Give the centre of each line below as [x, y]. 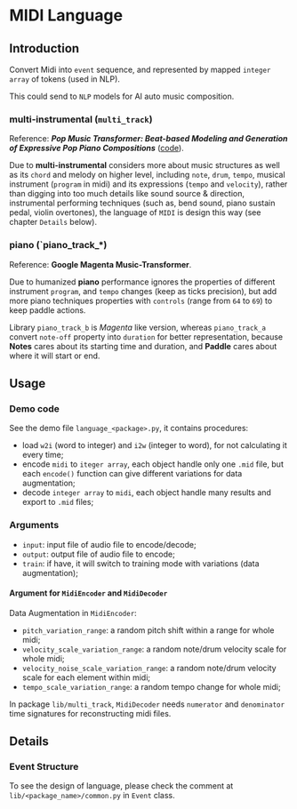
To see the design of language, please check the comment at [121, 786]
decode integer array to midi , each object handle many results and [146, 493]
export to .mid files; [58, 502]
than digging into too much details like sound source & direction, [127, 194]
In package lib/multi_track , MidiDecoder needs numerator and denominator [147, 704]
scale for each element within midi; [86, 677]
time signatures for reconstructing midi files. [90, 713]
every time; [43, 455]
